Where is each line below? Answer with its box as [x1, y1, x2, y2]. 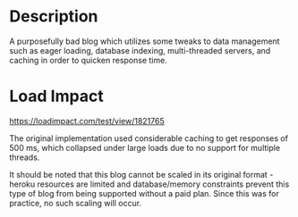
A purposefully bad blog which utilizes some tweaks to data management [9, 36, 280, 46]
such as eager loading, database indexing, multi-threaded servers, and [9, 45, 271, 55]
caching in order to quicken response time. [9, 54, 167, 65]
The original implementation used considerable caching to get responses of [9, 132, 289, 144]
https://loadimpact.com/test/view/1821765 [9, 115, 165, 126]
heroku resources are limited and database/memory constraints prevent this [9, 179, 290, 189]
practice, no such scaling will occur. [9, 197, 141, 208]
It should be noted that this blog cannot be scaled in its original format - [9, 169, 274, 179]
